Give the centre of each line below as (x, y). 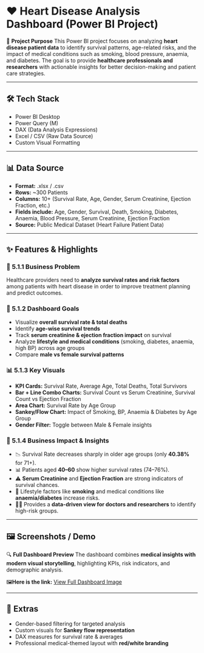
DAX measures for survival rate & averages (69, 637)
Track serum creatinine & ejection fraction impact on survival (93, 335)
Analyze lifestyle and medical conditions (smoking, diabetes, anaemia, (104, 341)
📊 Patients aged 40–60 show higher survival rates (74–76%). (92, 470)
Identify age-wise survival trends (57, 328)
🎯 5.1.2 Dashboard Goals (43, 309)
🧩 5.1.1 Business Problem (43, 267)
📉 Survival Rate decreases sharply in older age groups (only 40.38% (102, 454)
